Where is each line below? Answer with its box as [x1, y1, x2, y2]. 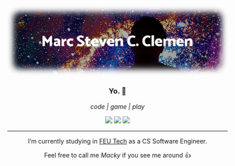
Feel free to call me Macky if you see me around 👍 [44, 151, 191, 159]
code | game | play [90, 102, 145, 111]
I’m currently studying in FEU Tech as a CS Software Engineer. [27, 137, 208, 145]
